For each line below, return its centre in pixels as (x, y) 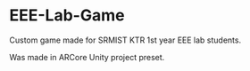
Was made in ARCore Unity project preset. (87, 57)
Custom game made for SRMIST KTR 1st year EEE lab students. (125, 40)
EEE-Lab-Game (67, 16)
